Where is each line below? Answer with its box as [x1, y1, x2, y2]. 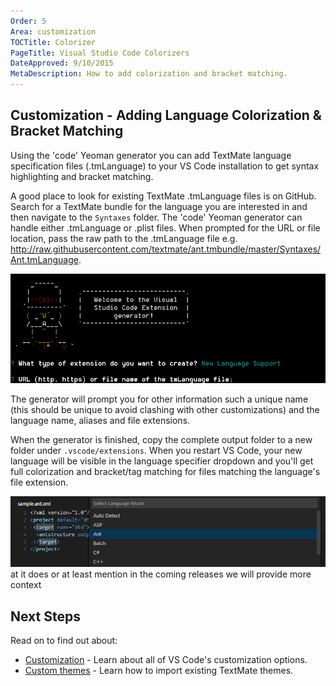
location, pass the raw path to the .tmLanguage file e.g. [10, 232, 238, 244]
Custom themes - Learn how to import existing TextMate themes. [24, 665, 294, 677]
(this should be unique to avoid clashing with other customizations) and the [10, 403, 320, 415]
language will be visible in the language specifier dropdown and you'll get [10, 455, 314, 467]
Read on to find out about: [10, 635, 118, 647]
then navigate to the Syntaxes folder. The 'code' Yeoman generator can [10, 211, 303, 223]
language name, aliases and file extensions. [10, 414, 191, 426]
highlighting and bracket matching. [10, 170, 154, 182]
